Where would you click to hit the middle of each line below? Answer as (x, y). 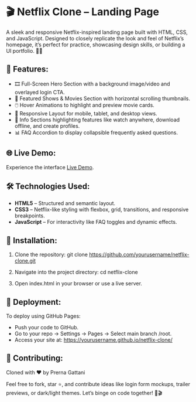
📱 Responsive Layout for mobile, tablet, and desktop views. (86, 113)
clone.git (25, 261)
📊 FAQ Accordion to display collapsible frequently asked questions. (96, 132)
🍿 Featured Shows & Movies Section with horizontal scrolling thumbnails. (102, 98)
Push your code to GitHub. (47, 327)
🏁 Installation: (32, 241)
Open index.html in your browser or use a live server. (78, 284)
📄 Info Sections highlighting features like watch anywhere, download (97, 120)
